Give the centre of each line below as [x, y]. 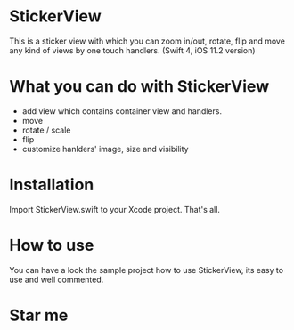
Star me [39, 315]
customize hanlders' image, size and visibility [105, 149]
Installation [52, 185]
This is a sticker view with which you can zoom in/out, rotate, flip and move [147, 41]
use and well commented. [57, 279]
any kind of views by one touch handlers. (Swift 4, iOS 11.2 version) [132, 50]
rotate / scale [46, 130]
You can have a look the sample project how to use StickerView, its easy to [146, 270]
